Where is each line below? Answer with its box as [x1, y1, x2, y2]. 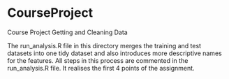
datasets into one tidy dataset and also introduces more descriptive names [7, 49, 222, 57]
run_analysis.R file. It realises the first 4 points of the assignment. [7, 64, 195, 72]
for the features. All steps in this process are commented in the [7, 56, 189, 64]
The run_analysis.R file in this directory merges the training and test [7, 41, 201, 50]
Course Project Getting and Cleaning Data [7, 28, 128, 36]
